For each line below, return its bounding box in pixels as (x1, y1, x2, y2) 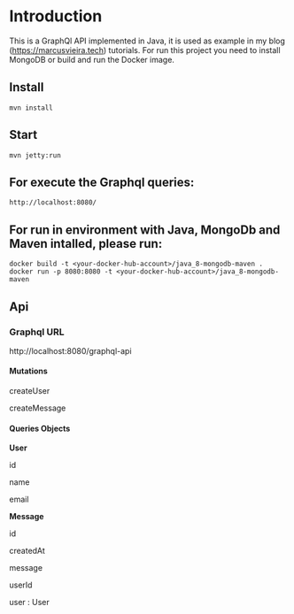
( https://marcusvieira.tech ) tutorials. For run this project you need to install (9, 44, 281, 55)
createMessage (9, 403, 66, 413)
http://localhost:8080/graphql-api (9, 345, 132, 356)
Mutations (9, 365, 49, 377)
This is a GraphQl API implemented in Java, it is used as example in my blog (9, 35, 286, 46)
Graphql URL (9, 326, 65, 338)
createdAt (9, 546, 46, 556)
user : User (9, 597, 50, 608)
